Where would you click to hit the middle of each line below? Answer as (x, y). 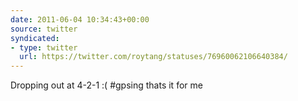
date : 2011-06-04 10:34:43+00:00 (80, 19)
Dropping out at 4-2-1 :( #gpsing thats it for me (106, 85)
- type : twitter (44, 47)
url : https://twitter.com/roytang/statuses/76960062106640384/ (153, 57)
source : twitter (44, 29)
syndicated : (35, 38)
